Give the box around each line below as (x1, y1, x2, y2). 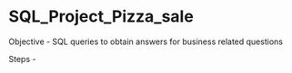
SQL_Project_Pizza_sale (8, 6, 195, 27)
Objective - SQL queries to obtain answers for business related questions (8, 36, 284, 47)
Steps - (8, 53, 36, 64)
